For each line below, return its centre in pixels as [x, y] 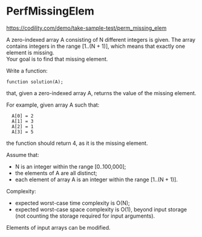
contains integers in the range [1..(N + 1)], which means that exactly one [96, 46]
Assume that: [23, 155]
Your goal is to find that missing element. [57, 59]
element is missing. [30, 52]
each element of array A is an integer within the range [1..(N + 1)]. [96, 179]
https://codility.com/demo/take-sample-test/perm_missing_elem [86, 28]
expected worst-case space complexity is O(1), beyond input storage [101, 209]
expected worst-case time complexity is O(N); [72, 203]
